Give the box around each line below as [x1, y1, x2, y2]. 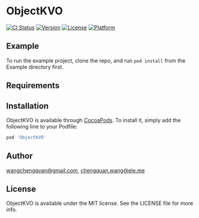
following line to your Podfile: [6, 123, 78, 130]
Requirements [6, 80, 60, 91]
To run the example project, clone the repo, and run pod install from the [6, 57, 186, 64]
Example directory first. [6, 63, 64, 70]
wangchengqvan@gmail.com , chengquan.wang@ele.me [6, 167, 145, 174]
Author [6, 151, 33, 161]
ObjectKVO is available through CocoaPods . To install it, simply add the [6, 116, 181, 123]
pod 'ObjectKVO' [6, 134, 46, 141]
